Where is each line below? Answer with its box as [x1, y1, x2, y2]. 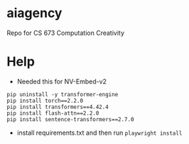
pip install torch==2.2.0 [6, 97, 83, 104]
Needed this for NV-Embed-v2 [16, 77, 107, 86]
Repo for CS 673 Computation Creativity [6, 29, 125, 37]
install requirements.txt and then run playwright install [16, 128, 183, 137]
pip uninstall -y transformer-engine [6, 91, 119, 98]
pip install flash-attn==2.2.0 [6, 109, 99, 117]
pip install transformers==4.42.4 [6, 103, 109, 110]
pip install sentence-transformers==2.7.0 [6, 115, 134, 123]
